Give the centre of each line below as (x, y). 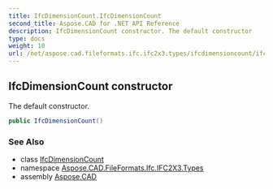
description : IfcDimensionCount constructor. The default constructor (130, 31)
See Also (26, 141)
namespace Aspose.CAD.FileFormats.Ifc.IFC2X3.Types (112, 168)
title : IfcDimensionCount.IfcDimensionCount (85, 16)
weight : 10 (27, 46)
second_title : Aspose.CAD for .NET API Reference (94, 24)
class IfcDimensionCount (62, 159)
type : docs (27, 39)
